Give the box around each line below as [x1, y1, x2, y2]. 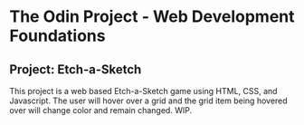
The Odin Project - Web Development [9, 6, 295, 27]
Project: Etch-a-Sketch [9, 62, 142, 77]
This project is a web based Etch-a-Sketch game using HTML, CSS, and [9, 86, 278, 96]
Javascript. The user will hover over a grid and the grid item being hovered [9, 95, 288, 106]
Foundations [9, 25, 106, 46]
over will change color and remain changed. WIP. [9, 105, 193, 115]
